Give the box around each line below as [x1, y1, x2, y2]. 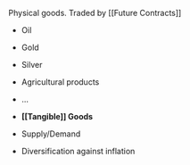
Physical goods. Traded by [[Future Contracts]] [8, 8, 182, 18]
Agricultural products [21, 77, 100, 87]
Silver [21, 60, 43, 70]
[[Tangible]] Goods [21, 111, 94, 121]
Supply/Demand [21, 128, 81, 139]
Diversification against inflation [21, 146, 136, 156]
